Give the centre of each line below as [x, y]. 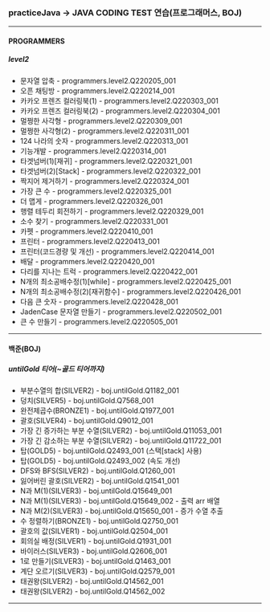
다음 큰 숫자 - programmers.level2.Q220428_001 [99, 301]
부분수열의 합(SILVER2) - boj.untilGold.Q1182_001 [99, 390]
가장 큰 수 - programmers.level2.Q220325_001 [96, 191]
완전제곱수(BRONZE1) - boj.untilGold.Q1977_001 [97, 410]
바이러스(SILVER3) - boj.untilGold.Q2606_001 [93, 551]
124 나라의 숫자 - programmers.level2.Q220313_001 [104, 141]
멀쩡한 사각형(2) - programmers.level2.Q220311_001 [104, 131]
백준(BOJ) [25, 349]
